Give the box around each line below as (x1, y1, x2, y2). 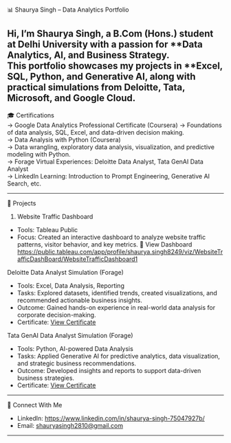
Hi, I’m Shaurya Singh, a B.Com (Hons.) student (7, 28, 214, 40)
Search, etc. (7, 179, 42, 188)
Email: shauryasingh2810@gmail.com (16, 421, 124, 429)
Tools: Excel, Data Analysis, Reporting (16, 281, 125, 290)
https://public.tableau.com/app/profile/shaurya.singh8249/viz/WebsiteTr (16, 247, 223, 255)
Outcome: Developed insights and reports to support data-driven (16, 366, 201, 374)
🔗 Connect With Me (7, 400, 63, 409)
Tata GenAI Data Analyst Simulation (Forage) (7, 331, 133, 339)
